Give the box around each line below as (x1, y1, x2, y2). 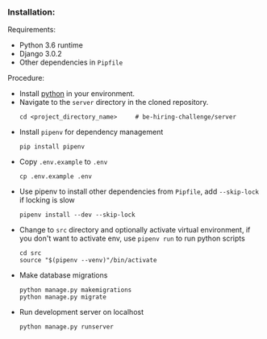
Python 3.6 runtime (19, 40, 84, 50)
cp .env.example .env (19, 173, 92, 181)
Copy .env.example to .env (19, 157, 108, 167)
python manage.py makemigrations (19, 286, 132, 295)
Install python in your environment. (19, 89, 135, 98)
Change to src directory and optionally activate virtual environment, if (19, 225, 251, 235)
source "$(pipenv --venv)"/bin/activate (19, 257, 157, 265)
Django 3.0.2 (19, 49, 62, 59)
